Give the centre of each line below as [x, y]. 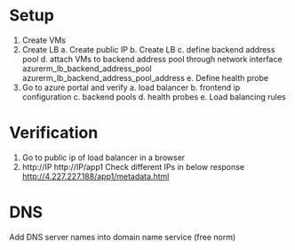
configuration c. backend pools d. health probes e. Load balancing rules [154, 97]
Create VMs [44, 40]
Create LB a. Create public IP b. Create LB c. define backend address [148, 49]
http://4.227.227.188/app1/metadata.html [96, 176]
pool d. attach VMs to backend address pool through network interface [152, 59]
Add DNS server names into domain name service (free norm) [123, 237]
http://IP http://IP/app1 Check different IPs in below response [133, 166]
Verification [54, 133]
